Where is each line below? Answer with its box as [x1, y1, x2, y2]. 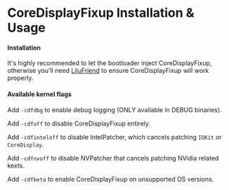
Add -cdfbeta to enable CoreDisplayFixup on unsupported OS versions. [7, 175, 214, 183]
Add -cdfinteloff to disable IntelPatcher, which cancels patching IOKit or [7, 133, 223, 141]
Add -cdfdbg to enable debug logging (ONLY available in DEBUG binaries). [7, 105, 223, 114]
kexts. [7, 161, 25, 170]
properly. [7, 74, 34, 82]
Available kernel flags [7, 90, 72, 98]
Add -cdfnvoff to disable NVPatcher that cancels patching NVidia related [7, 154, 219, 162]
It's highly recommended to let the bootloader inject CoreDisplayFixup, [7, 59, 212, 67]
